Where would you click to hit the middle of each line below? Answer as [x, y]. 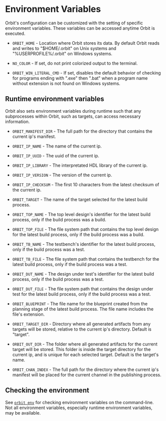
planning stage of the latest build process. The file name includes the [83, 309]
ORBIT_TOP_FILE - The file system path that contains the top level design [85, 229]
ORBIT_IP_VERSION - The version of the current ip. [62, 175]
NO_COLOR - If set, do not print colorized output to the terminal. [75, 63]
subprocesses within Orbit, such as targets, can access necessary [73, 116]
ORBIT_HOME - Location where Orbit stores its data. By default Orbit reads [86, 43]
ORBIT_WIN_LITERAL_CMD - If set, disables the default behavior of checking [86, 72]
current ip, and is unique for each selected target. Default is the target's [85, 354]
